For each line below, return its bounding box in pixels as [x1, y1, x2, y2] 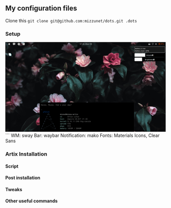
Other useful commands [5, 198, 58, 204]
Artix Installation [5, 151, 47, 158]
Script [5, 163, 19, 169]
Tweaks [5, 186, 22, 192]
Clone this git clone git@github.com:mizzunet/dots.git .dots [5, 17, 137, 23]
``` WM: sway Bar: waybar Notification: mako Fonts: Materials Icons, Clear [5, 132, 160, 139]
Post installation [5, 175, 41, 181]
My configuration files [5, 4, 77, 13]
